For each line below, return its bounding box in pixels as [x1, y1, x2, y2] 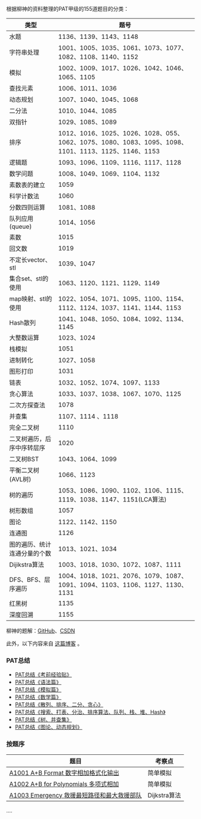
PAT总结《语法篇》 [14, 679, 62, 686]
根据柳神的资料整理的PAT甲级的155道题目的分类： [6, 5, 129, 12]
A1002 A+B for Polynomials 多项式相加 [9, 779, 120, 788]
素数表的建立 [9, 181, 46, 189]
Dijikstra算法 [9, 561, 44, 569]
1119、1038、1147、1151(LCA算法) [57, 495, 167, 503]
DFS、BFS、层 [9, 576, 51, 584]
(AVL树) [9, 475, 32, 483]
